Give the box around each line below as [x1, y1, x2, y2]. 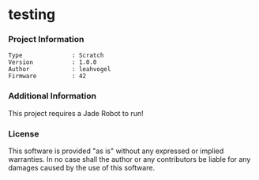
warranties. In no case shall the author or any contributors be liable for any [8, 155, 251, 164]
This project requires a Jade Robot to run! [8, 108, 144, 118]
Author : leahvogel [8, 66, 111, 73]
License [8, 128, 39, 139]
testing [8, 6, 56, 24]
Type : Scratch [8, 51, 104, 60]
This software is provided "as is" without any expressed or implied [8, 146, 224, 156]
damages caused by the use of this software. [8, 163, 156, 173]
